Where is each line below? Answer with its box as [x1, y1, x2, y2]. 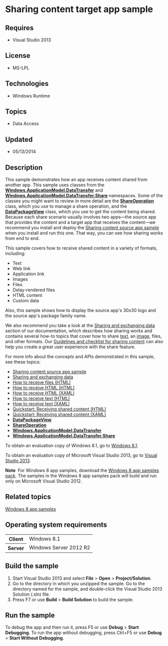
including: [5, 251, 26, 257]
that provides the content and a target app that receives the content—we [5, 219, 156, 225]
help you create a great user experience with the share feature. [5, 344, 136, 350]
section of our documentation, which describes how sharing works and [5, 328, 152, 334]
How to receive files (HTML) [12, 379, 71, 385]
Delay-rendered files [12, 287, 55, 293]
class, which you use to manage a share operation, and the [5, 203, 127, 209]
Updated [5, 135, 33, 144]
